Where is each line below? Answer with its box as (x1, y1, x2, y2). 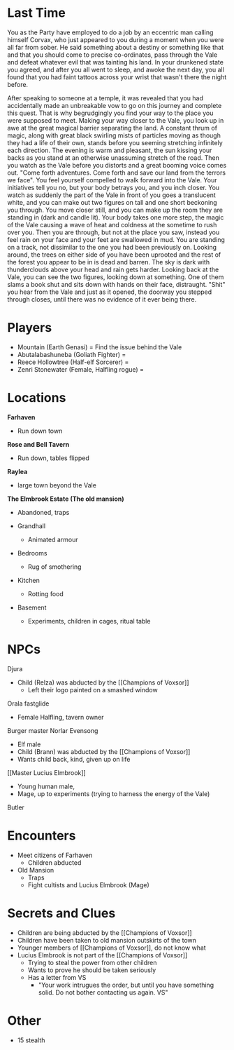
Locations (7, 390, 66, 406)
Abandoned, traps (17, 508, 70, 516)
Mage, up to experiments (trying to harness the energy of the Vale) (17, 789, 210, 797)
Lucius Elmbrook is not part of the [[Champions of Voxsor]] (17, 950, 188, 959)
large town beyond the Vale (17, 480, 96, 489)
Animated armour (27, 535, 78, 544)
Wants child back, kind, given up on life (17, 755, 131, 763)
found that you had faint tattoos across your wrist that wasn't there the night (7, 72, 227, 81)
